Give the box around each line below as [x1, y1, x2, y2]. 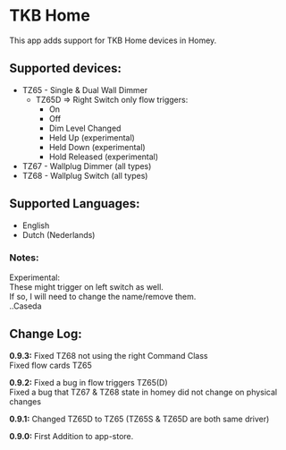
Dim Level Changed [48, 123, 122, 133]
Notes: [9, 251, 39, 264]
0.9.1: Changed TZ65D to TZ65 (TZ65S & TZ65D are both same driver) [9, 413, 270, 424]
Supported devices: [9, 61, 122, 76]
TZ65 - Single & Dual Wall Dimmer [21, 84, 148, 95]
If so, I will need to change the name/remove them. [9, 291, 197, 301]
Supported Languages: [9, 196, 140, 211]
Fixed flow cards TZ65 [9, 360, 92, 370]
